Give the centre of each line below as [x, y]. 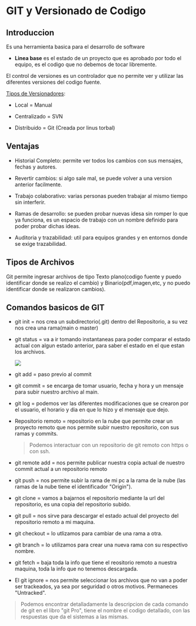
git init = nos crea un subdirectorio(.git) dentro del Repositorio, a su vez [101, 322]
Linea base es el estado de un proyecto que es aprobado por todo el [98, 58]
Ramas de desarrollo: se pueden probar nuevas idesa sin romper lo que [101, 213]
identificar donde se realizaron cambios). [56, 289]
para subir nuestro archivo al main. [57, 392]
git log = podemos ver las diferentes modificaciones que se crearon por [102, 403]
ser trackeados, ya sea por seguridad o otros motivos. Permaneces [96, 587]
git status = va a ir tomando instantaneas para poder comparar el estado [102, 340]
